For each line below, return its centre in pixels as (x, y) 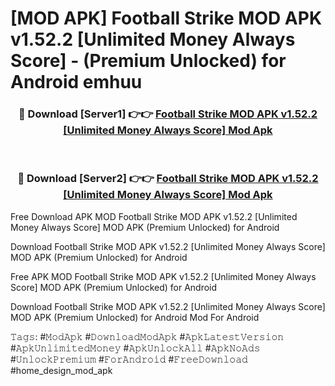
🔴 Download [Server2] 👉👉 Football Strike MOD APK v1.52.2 (168, 179)
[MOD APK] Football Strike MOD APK (166, 18)
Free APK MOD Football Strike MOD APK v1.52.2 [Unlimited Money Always (163, 276)
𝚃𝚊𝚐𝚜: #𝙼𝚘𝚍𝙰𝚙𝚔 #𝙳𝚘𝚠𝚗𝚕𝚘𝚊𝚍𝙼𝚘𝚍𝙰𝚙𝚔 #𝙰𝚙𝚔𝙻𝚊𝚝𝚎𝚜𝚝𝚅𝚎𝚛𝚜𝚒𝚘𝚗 (147, 336)
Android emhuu (76, 82)
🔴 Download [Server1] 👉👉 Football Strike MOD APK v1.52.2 (168, 114)
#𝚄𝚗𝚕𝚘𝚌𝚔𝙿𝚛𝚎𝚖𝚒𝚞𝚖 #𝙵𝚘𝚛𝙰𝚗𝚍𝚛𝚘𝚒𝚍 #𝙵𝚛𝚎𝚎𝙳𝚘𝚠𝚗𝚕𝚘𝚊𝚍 (129, 359)
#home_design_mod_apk (61, 370)
